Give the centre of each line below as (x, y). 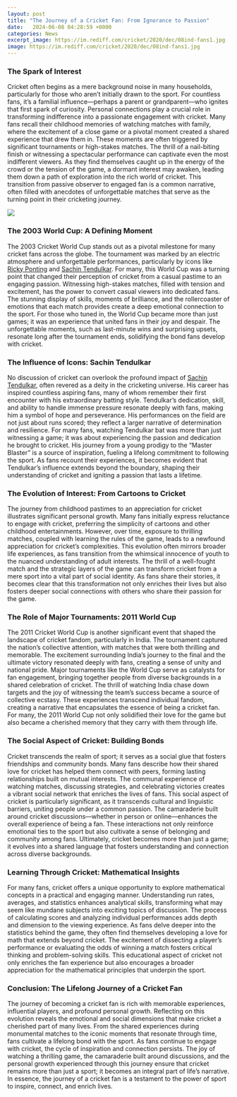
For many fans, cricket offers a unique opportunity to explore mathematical (116, 888)
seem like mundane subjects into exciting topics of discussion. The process (117, 910)
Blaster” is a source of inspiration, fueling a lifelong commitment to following (118, 452)
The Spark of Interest (44, 71)
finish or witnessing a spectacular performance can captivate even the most (118, 154)
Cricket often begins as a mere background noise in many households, (110, 87)
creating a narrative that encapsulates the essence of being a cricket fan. (114, 708)
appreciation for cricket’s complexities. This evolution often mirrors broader (117, 546)
